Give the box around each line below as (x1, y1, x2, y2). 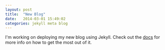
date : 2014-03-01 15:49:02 (5, 16, 66, 21)
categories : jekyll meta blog (5, 21, 68, 26)
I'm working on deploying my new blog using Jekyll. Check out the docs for (5, 34, 161, 40)
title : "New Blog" (5, 12, 46, 17)
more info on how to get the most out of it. (5, 40, 92, 46)
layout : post (5, 7, 32, 12)
